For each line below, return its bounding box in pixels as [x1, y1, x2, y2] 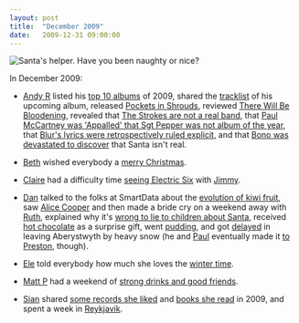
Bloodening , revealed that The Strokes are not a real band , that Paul [22, 110, 279, 121]
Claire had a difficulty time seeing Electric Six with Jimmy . [22, 174, 241, 185]
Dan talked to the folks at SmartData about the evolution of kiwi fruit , [22, 193, 282, 203]
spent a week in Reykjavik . [22, 303, 123, 315]
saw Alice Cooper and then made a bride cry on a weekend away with [22, 202, 287, 213]
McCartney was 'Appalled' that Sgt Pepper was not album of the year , [22, 120, 286, 130]
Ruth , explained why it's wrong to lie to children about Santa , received [22, 212, 286, 223]
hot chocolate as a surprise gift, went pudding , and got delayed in [22, 221, 272, 233]
